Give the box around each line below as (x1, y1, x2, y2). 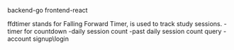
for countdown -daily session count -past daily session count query (23, 27, 222, 35)
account (7, 35, 32, 43)
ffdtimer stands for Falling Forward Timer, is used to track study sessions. (7, 20, 223, 27)
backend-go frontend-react (7, 6, 88, 14)
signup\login (33, 35, 69, 43)
